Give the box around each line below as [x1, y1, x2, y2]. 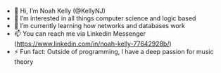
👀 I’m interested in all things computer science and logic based [13, 14, 196, 22]
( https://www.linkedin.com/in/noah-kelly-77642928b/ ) [13, 39, 172, 48]
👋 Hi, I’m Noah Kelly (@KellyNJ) [13, 7, 106, 15]
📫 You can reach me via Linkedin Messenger [13, 29, 146, 38]
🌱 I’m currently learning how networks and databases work [13, 22, 185, 29]
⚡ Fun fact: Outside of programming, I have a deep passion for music [13, 48, 214, 55]
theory [13, 58, 34, 66]
